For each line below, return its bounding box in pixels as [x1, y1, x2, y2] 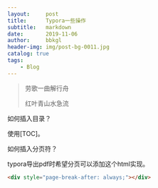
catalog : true [7, 51, 50, 58]
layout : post [7, 10, 59, 18]
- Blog [20, 63, 40, 70]
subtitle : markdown [7, 23, 72, 31]
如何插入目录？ [7, 114, 51, 122]
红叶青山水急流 [24, 99, 69, 108]
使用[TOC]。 [7, 129, 44, 137]
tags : [7, 57, 23, 64]
